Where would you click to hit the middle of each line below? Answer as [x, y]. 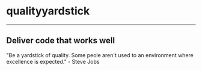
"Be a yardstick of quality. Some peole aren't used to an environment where [100, 55]
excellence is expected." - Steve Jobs [53, 61]
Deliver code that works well [61, 41]
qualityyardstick [48, 11]
